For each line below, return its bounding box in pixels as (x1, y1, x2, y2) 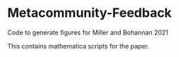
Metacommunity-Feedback (7, 5, 172, 21)
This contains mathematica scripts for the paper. (7, 42, 149, 50)
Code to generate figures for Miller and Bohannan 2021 (7, 28, 169, 37)
